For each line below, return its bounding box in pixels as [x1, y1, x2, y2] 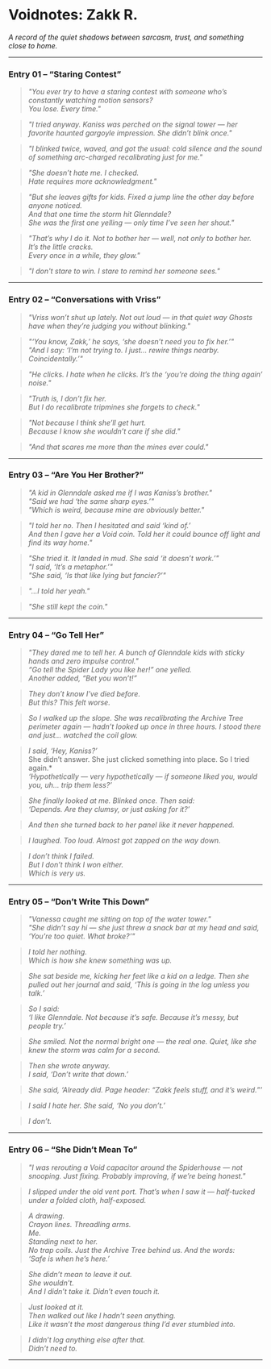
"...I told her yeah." [27, 586, 90, 596]
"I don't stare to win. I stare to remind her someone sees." [27, 266, 220, 276]
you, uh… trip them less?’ [27, 780, 113, 790]
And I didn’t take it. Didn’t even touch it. [27, 1286, 160, 1296]
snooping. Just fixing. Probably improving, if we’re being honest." [27, 1171, 246, 1180]
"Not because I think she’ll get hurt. [27, 418, 147, 427]
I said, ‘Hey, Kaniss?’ [27, 746, 98, 755]
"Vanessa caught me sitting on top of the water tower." [27, 914, 211, 924]
